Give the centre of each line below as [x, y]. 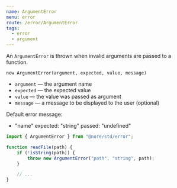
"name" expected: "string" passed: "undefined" [73, 126]
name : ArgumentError [32, 12]
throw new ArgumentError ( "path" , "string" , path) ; [91, 158]
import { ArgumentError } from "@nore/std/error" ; [70, 137]
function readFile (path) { [39, 147]
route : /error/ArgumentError [42, 22]
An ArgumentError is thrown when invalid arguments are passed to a [89, 56]
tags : [13, 28]
